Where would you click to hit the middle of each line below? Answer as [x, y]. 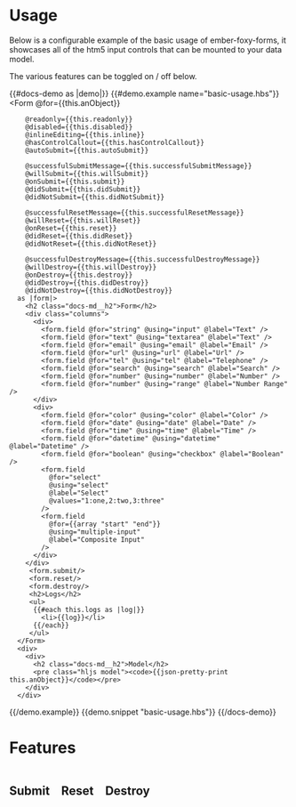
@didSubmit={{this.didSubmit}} [83, 189]
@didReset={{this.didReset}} [79, 236]
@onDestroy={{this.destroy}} [79, 275]
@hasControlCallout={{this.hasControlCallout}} [115, 142]
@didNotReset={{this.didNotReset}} [91, 244]
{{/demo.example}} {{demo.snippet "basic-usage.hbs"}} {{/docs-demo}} [143, 712]
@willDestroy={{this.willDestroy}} [91, 267]
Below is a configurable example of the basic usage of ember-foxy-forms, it [148, 40]
